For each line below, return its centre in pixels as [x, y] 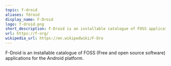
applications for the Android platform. [45, 58]
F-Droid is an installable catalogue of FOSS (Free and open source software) [85, 53]
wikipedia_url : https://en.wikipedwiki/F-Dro [54, 39]
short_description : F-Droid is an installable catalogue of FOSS [76, 29]
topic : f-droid [21, 10]
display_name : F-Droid [29, 19]
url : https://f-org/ [27, 34]
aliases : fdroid [22, 15]
